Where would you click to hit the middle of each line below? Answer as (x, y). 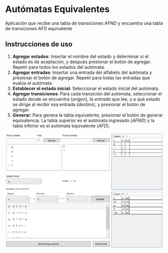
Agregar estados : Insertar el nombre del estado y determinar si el (80, 56)
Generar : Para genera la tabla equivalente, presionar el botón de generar (88, 115)
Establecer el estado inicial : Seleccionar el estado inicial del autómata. (86, 88)
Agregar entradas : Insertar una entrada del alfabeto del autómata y (82, 72)
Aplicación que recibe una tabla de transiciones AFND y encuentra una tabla (84, 23)
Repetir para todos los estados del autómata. (59, 67)
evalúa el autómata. (33, 83)
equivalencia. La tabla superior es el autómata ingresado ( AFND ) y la (83, 120)
